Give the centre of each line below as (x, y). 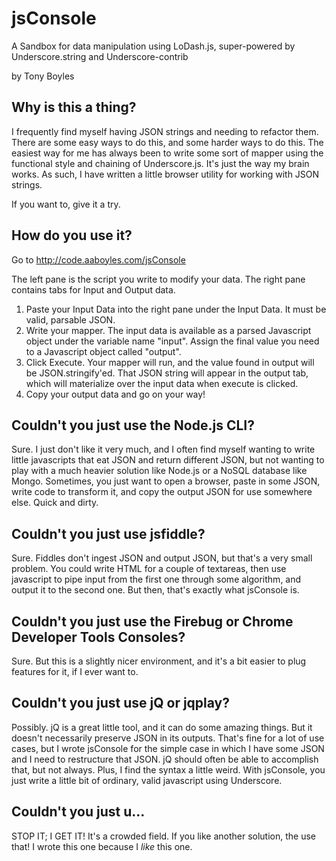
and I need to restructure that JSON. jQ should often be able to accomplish (165, 759)
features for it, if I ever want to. (75, 671)
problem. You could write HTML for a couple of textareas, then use (149, 569)
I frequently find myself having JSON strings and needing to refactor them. (165, 131)
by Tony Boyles (43, 76)
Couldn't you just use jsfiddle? (108, 533)
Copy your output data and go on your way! (115, 394)
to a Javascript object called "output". (103, 351)
